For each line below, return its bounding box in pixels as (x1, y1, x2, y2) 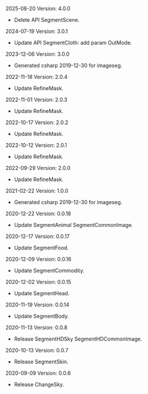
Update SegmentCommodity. (14, 267, 85, 274)
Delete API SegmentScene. (14, 16, 80, 23)
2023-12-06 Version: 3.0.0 (5, 51, 70, 58)
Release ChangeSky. (14, 381, 65, 388)
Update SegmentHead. (14, 290, 70, 296)
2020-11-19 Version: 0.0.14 (5, 301, 70, 308)
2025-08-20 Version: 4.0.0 (5, 5, 71, 12)
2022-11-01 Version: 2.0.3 (5, 96, 68, 103)
